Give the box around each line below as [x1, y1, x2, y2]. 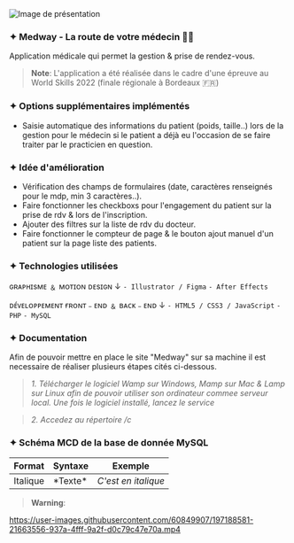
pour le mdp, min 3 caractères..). [21, 190, 143, 201]
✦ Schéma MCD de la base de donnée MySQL [9, 437, 209, 449]
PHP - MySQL [9, 312, 51, 321]
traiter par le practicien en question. [21, 139, 153, 150]
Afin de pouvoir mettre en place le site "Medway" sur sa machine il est [9, 352, 267, 362]
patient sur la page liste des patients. [21, 237, 158, 248]
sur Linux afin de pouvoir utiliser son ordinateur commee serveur [30, 388, 268, 399]
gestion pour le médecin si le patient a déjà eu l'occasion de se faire [21, 129, 271, 140]
